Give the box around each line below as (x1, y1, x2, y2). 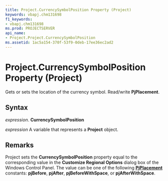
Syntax (5, 103, 28, 112)
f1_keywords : (5, 17, 33, 22)
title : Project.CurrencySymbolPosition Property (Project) (5, 7, 132, 13)
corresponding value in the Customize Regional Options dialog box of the (5, 159, 159, 165)
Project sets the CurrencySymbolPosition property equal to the (5, 154, 138, 160)
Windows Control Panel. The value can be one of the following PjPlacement (5, 165, 162, 171)
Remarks (5, 141, 34, 149)
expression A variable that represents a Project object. (5, 126, 119, 132)
